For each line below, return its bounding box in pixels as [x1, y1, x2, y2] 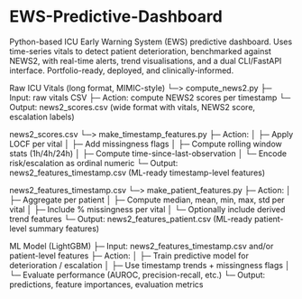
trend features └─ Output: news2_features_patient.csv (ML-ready [9, 213, 252, 224]
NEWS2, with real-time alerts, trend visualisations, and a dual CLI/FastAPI [9, 55, 282, 66]
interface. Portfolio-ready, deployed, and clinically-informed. [9, 65, 234, 76]
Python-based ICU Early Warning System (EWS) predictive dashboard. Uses [9, 36, 293, 47]
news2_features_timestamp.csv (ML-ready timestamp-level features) [9, 167, 266, 178]
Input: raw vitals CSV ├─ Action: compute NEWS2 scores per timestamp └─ [9, 92, 291, 103]
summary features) [28, 223, 100, 234]
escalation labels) [9, 111, 75, 122]
